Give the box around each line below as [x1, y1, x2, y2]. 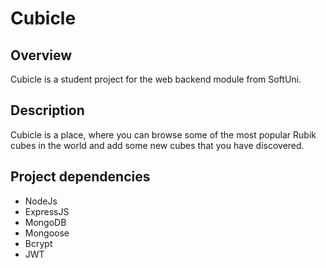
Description [10, 102, 85, 119]
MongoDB [24, 216, 67, 228]
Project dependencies [10, 168, 151, 186]
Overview [10, 47, 73, 64]
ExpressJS [24, 205, 70, 217]
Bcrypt [24, 237, 53, 249]
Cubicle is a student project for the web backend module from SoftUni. [10, 73, 302, 85]
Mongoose [24, 227, 70, 239]
